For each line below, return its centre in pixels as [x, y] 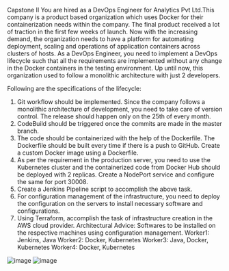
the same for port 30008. [53, 182]
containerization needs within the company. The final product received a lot [113, 24]
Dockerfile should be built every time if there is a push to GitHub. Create [119, 145]
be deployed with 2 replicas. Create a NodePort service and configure [116, 175]
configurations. [38, 211]
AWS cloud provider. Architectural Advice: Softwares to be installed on [116, 225]
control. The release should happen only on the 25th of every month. [114, 116]
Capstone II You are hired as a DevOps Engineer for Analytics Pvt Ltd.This [111, 10]
